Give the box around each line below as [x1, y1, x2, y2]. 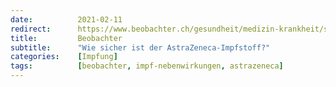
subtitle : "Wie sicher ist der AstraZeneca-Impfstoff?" [10, 42, 271, 53]
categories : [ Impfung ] [10, 52, 118, 62]
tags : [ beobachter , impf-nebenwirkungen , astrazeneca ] [10, 61, 284, 71]
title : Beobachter [10, 33, 123, 43]
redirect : [10, 24, 52, 34]
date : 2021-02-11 [10, 14, 123, 25]
